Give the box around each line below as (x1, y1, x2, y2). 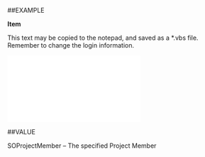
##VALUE (7, 128, 35, 136)
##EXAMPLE (7, 6, 45, 14)
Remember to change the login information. (7, 41, 135, 49)
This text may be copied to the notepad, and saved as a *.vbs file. (7, 33, 199, 42)
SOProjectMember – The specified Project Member (7, 141, 157, 150)
